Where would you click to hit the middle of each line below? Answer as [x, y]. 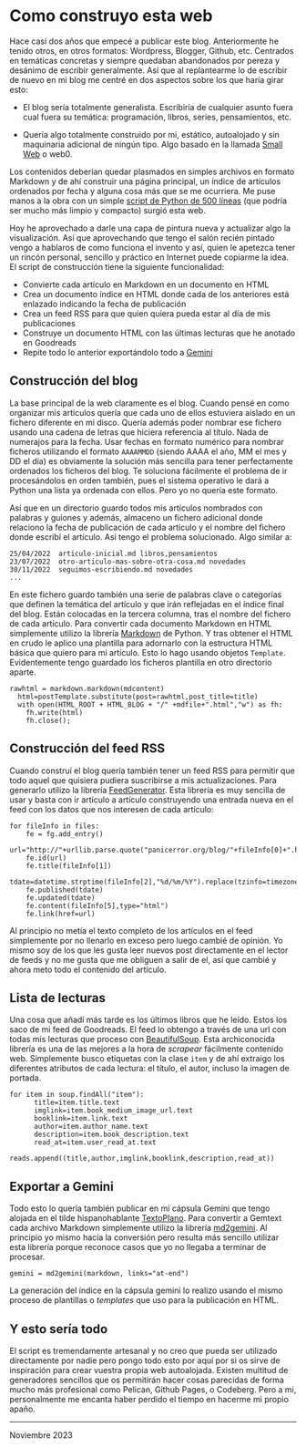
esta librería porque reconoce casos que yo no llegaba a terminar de [138, 1247]
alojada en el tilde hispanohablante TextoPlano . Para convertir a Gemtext [146, 1218]
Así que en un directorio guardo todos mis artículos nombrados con [136, 508]
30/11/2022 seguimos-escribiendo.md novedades [102, 569]
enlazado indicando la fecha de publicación [104, 304]
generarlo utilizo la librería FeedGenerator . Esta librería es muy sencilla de [148, 790]
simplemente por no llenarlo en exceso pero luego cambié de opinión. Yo [147, 940]
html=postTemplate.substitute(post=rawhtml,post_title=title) [138, 697]
